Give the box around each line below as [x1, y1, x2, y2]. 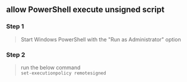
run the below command [20, 64, 81, 71]
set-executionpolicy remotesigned [20, 70, 106, 76]
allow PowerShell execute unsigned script [6, 5, 165, 15]
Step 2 [6, 50, 26, 58]
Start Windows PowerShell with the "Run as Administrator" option [20, 35, 181, 43]
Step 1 [6, 22, 24, 31]
